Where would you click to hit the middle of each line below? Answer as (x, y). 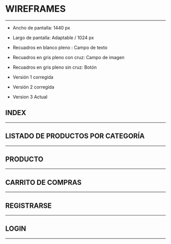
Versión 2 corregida (33, 87)
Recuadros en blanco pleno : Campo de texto (60, 47)
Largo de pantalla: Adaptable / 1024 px (53, 37)
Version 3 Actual (30, 97)
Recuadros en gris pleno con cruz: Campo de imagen (68, 57)
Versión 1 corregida (33, 77)
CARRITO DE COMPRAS (44, 182)
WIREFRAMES (36, 9)
